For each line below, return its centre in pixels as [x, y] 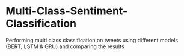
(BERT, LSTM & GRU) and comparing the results [65, 46]
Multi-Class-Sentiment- [67, 11]
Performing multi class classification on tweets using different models [92, 40]
